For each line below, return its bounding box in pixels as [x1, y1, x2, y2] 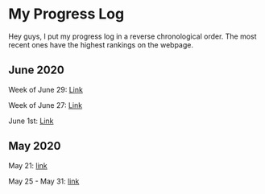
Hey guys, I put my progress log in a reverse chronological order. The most [8, 31, 257, 41]
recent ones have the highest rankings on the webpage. [8, 39, 194, 49]
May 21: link [8, 160, 48, 170]
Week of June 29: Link [8, 85, 83, 94]
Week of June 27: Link [8, 100, 83, 109]
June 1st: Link [8, 116, 54, 126]
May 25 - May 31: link [8, 176, 80, 186]
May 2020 [8, 139, 61, 153]
